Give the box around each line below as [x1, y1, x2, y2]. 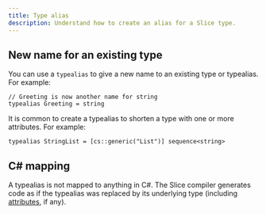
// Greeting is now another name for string [8, 93, 158, 101]
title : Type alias [8, 11, 69, 20]
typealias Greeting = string [8, 100, 105, 108]
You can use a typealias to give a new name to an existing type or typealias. [8, 69, 259, 79]
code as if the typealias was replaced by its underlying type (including [8, 189, 238, 198]
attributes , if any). [8, 197, 67, 207]
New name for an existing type [8, 48, 163, 62]
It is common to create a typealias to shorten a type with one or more [8, 114, 234, 124]
